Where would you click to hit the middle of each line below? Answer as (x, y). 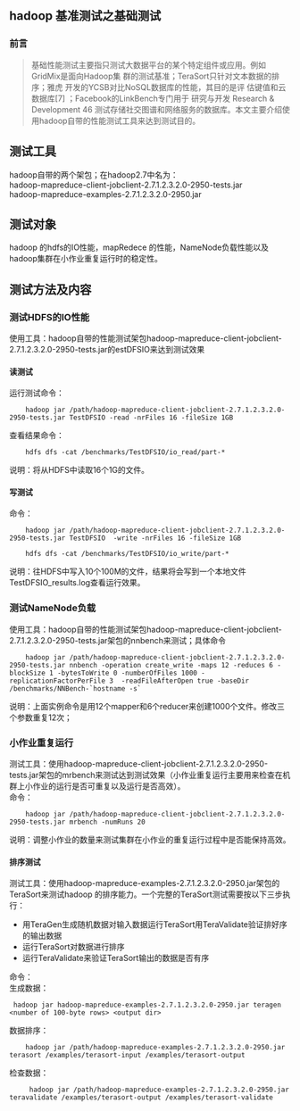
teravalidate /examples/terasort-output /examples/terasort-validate (142, 1098)
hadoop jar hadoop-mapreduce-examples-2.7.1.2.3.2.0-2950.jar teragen (147, 1005)
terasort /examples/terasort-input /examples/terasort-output (127, 1056)
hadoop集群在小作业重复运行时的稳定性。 (86, 259)
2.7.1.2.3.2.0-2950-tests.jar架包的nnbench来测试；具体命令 (117, 640)
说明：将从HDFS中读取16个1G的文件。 (79, 470)
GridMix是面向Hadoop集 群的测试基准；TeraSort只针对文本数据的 (151, 76)
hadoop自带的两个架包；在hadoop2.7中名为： (94, 174)
